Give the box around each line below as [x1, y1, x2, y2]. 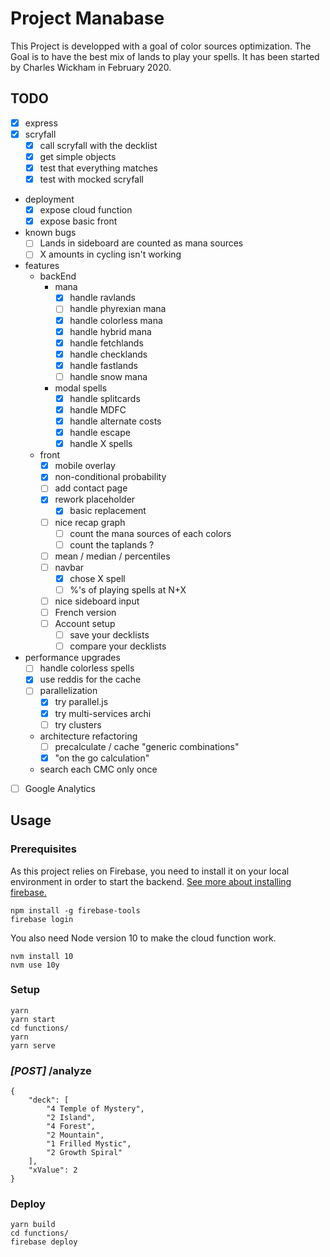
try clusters [54, 718, 102, 731]
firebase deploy [10, 1237, 78, 1247]
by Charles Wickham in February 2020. [10, 61, 172, 73]
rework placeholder [54, 493, 136, 506]
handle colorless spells [39, 662, 135, 674]
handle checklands [69, 348, 148, 360]
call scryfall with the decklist [39, 139, 158, 151]
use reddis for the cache [39, 673, 142, 686]
